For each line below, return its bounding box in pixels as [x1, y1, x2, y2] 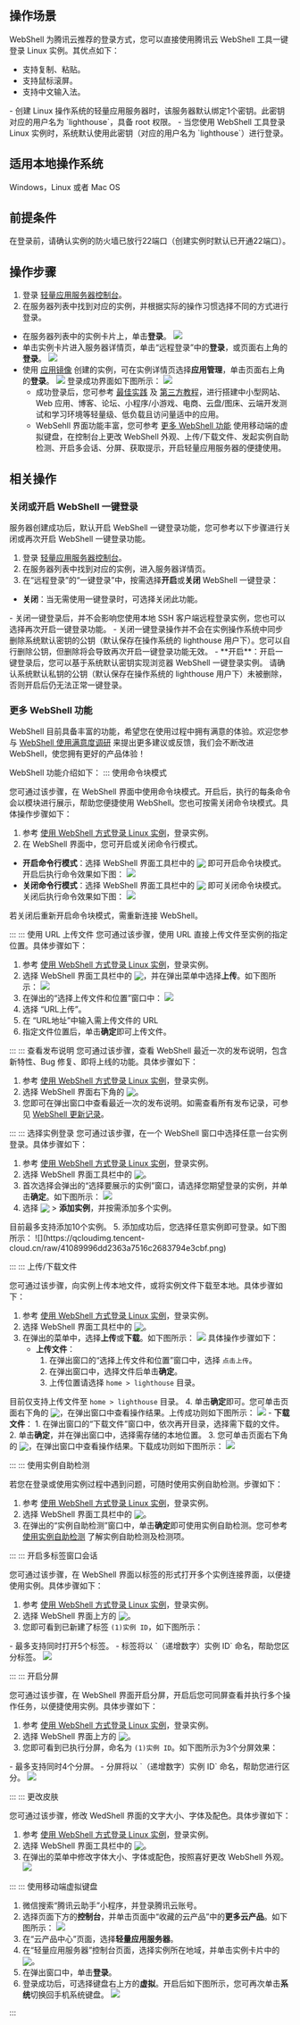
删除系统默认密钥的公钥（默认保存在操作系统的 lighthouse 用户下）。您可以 [9, 635, 283, 646]
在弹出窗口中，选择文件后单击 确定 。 [48, 1366, 183, 1377]
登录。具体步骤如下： [9, 1139, 87, 1150]
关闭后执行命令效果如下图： [21, 891, 125, 902]
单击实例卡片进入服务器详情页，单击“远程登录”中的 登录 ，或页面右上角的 [21, 342, 288, 353]
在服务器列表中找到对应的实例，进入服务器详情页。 [21, 563, 211, 574]
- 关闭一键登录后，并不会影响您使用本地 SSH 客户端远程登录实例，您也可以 [9, 612, 286, 623]
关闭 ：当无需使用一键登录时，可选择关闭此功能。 [21, 593, 203, 604]
